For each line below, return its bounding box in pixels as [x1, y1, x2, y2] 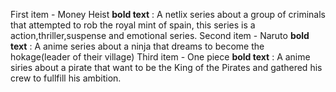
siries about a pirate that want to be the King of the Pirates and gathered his [10, 62, 323, 73]
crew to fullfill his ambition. [10, 72, 122, 84]
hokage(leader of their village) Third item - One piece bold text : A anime [10, 51, 311, 63]
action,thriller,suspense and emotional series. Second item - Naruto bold [10, 30, 310, 41]
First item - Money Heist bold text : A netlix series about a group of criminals [10, 9, 326, 20]
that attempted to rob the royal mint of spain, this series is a [10, 19, 256, 31]
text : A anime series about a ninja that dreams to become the [10, 40, 265, 52]
